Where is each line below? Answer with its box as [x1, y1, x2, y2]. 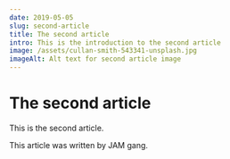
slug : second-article [9, 21, 90, 30]
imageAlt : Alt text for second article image [9, 54, 181, 63]
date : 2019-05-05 [9, 13, 74, 22]
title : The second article [9, 29, 110, 38]
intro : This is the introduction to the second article [9, 38, 221, 47]
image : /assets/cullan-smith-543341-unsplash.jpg [9, 46, 198, 55]
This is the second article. [9, 122, 104, 133]
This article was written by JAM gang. [9, 139, 149, 150]
